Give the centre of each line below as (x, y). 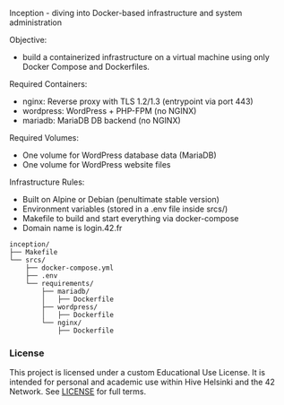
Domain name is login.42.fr (72, 228)
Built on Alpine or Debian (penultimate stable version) (120, 199)
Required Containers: (48, 84)
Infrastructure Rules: (47, 182)
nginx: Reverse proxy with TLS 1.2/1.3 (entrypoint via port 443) (138, 101)
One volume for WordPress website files (96, 164)
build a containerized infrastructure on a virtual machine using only (146, 57)
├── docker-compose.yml (70, 268)
